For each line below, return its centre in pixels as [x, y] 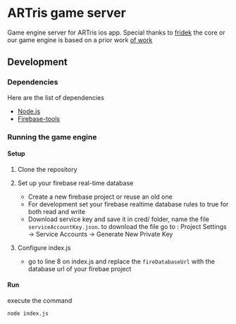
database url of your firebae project [80, 268]
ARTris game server [67, 13]
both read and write [57, 211]
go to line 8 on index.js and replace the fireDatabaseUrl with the [121, 261]
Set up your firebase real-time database [75, 183]
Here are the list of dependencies [56, 97]
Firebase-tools [39, 118]
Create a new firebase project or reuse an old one [100, 197]
